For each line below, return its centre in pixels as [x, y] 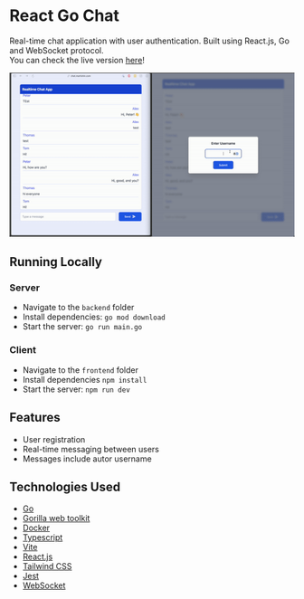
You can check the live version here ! [77, 60]
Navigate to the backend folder [78, 308]
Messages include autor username [87, 459]
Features [35, 418]
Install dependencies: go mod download [94, 317]
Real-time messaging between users [91, 449]
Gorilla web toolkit [56, 518]
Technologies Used [65, 486]
